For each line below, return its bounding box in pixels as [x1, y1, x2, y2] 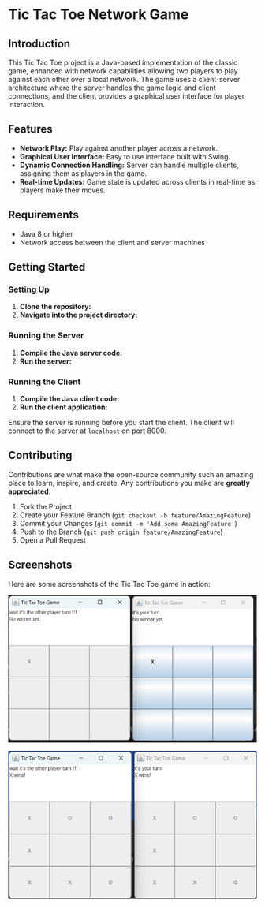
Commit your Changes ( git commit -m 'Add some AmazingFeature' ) [19, 518, 238, 528]
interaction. [8, 100, 46, 109]
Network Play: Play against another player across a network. [19, 144, 218, 153]
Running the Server [8, 330, 84, 341]
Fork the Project [19, 502, 73, 511]
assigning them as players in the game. [19, 168, 147, 178]
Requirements [8, 208, 79, 222]
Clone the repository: [19, 302, 91, 312]
